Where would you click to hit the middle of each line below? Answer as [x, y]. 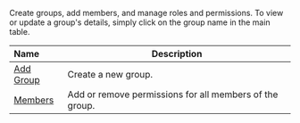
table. [20, 32]
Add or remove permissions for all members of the [173, 94]
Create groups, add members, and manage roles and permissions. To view [146, 13]
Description [177, 54]
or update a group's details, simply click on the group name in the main [140, 22]
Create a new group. [110, 74]
